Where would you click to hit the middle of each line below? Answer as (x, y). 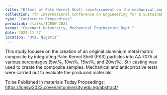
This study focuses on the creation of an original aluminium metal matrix (79, 51)
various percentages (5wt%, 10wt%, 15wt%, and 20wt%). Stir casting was (81, 62)
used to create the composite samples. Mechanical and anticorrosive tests (82, 67)
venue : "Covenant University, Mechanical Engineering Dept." (70, 28)
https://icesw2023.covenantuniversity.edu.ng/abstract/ (62, 87)
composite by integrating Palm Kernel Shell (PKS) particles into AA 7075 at (81, 56)
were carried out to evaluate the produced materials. (59, 72)
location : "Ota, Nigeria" (32, 38)
